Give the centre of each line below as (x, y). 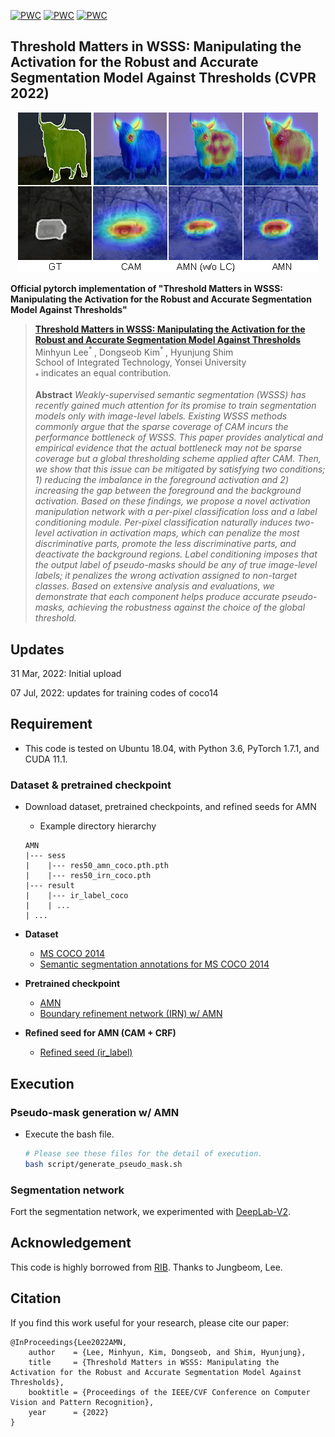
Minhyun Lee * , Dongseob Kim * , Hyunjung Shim (134, 351)
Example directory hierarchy (98, 826)
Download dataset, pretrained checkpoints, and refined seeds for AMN (170, 807)
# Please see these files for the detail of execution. (143, 1153)
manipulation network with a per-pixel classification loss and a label (176, 512)
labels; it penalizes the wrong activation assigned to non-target (166, 576)
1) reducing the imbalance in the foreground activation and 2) (161, 480)
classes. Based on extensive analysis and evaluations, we (154, 586)
